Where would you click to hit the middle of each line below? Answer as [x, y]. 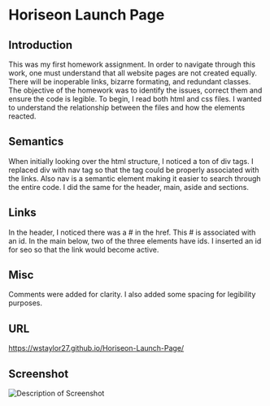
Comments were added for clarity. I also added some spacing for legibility [132, 295]
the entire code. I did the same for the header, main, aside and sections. [129, 187]
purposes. [26, 303]
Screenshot [39, 374]
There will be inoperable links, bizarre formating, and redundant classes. [130, 82]
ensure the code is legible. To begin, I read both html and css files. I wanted [135, 99]
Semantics [36, 142]
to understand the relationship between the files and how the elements [127, 108]
